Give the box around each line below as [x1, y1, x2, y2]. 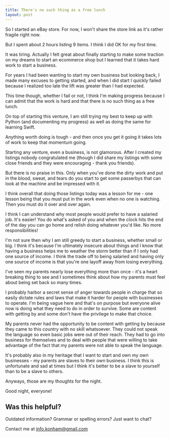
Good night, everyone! [5, 388, 52, 394]
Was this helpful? [5, 402, 62, 411]
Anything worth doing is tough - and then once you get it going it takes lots [5, 134, 162, 140]
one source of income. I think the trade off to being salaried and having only [5, 253, 164, 259]
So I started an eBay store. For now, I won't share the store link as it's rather [5, 26, 163, 32]
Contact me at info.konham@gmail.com [5, 426, 88, 432]
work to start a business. [5, 62, 57, 68]
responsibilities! [5, 227, 38, 233]
